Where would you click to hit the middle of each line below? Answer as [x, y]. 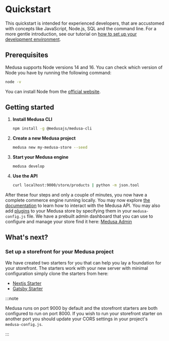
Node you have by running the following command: [59, 73]
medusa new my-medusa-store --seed [50, 148]
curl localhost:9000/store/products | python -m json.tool [76, 185]
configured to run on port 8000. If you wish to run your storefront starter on [84, 313]
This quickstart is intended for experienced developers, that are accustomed [85, 23]
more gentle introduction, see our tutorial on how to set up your [71, 34]
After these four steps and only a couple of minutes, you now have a [76, 194]
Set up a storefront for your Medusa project [60, 252]
